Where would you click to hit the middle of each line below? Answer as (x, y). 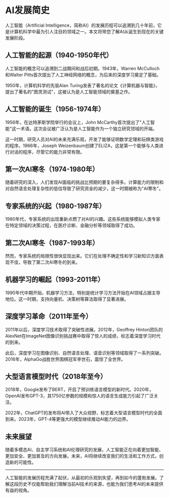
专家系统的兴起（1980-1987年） (55, 206)
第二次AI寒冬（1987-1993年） (52, 243)
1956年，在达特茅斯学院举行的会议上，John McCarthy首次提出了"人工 (78, 122)
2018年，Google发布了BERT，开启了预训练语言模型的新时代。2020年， (79, 390)
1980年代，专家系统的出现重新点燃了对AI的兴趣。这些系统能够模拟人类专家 (83, 219)
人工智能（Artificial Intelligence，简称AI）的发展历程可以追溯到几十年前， (81, 25)
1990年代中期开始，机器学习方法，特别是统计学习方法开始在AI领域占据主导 (83, 292)
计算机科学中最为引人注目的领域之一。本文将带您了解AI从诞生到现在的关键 (87, 31)
